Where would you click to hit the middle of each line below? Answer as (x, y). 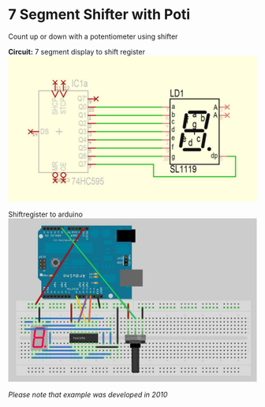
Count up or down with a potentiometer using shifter (93, 36)
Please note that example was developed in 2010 (88, 394)
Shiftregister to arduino (45, 214)
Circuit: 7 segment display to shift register (77, 51)
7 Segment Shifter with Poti (99, 15)
